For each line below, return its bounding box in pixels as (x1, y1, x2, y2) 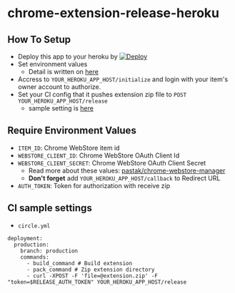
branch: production (20, 247, 79, 255)
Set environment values (17, 60, 88, 68)
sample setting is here (28, 104, 94, 112)
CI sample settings (7, 202, 93, 215)
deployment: (7, 235, 43, 242)
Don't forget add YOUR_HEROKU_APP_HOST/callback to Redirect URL (28, 173, 221, 183)
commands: (20, 253, 50, 261)
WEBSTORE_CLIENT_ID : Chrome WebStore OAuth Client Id (17, 151, 180, 160)
